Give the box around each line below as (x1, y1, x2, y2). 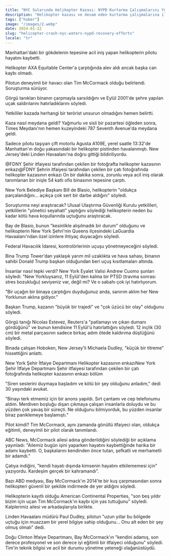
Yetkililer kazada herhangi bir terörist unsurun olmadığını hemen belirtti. (5, 110, 154, 116)
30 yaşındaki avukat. (5, 386, 49, 392)
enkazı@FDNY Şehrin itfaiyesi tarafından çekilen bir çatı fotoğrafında (5, 166, 148, 172)
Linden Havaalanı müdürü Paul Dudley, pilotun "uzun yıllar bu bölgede (5, 514, 151, 520)
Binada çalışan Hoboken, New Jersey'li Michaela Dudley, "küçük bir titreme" (5, 345, 164, 351)
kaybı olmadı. (5, 70, 33, 76)
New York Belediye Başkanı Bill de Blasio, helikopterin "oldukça (5, 187, 137, 193)
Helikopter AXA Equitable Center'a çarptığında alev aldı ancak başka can (5, 64, 157, 71)
